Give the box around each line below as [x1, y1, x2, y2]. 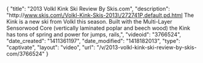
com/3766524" [6, 50, 45, 57]
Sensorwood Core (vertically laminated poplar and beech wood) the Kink [6, 24, 191, 31]
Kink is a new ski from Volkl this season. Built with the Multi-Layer [6, 18, 173, 25]
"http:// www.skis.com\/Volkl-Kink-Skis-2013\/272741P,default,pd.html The [6, 12, 194, 19]
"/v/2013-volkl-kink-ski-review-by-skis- [96, 44, 197, 51]
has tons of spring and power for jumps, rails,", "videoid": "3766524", [6, 31, 182, 38]
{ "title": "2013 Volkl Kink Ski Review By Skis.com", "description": [6, 5, 170, 12]
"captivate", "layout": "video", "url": [6, 44, 96, 51]
